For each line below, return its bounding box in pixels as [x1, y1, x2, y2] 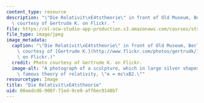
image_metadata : [6, 37, 47, 43]
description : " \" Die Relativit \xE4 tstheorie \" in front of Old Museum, [6, 15, 191, 21]
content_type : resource [6, 8, 67, 15]
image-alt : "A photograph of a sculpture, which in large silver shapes [12, 65, 200, 71]
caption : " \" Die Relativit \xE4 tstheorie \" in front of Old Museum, [12, 43, 186, 49]
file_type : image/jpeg [6, 32, 64, 38]
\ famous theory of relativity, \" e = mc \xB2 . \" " [17, 71, 146, 77]
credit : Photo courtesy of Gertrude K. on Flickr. [12, 59, 143, 65]
